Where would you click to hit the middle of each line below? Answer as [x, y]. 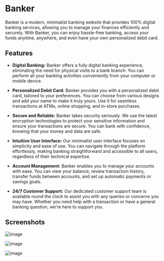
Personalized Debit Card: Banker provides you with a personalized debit [86, 90]
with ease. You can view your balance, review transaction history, [78, 171]
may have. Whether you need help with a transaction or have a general [84, 202]
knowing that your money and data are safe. [57, 131]
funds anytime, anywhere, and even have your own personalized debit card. [82, 38]
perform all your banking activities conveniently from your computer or [84, 75]
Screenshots [25, 222]
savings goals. [27, 181]
